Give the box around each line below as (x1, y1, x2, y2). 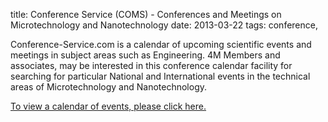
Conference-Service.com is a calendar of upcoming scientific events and (10, 39, 312, 50)
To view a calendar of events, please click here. (10, 100, 207, 112)
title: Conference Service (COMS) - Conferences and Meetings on (10, 9, 282, 20)
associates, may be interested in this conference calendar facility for (10, 60, 293, 71)
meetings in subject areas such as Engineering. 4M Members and (10, 49, 281, 61)
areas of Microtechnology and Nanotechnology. (10, 81, 208, 93)
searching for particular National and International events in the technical (10, 70, 311, 82)
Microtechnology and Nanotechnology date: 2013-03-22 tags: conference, (10, 19, 318, 31)
